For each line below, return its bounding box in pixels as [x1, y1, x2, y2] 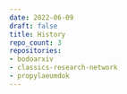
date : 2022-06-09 [9, 13, 74, 22]
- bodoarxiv [9, 55, 54, 64]
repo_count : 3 [9, 38, 63, 47]
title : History [9, 30, 66, 38]
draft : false [9, 21, 58, 30]
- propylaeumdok [9, 72, 70, 81]
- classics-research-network [9, 64, 118, 73]
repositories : [9, 47, 63, 56]
